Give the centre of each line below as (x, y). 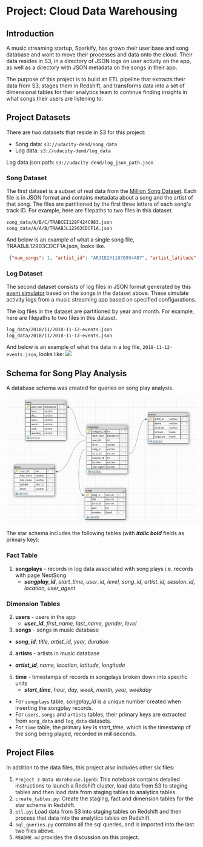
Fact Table (22, 555)
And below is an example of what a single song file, (70, 240)
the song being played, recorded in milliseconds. (76, 734)
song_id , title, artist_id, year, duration (62, 641)
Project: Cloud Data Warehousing (92, 11)
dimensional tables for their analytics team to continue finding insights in (97, 92)
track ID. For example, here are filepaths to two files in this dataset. (90, 211)
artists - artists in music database (57, 653)
